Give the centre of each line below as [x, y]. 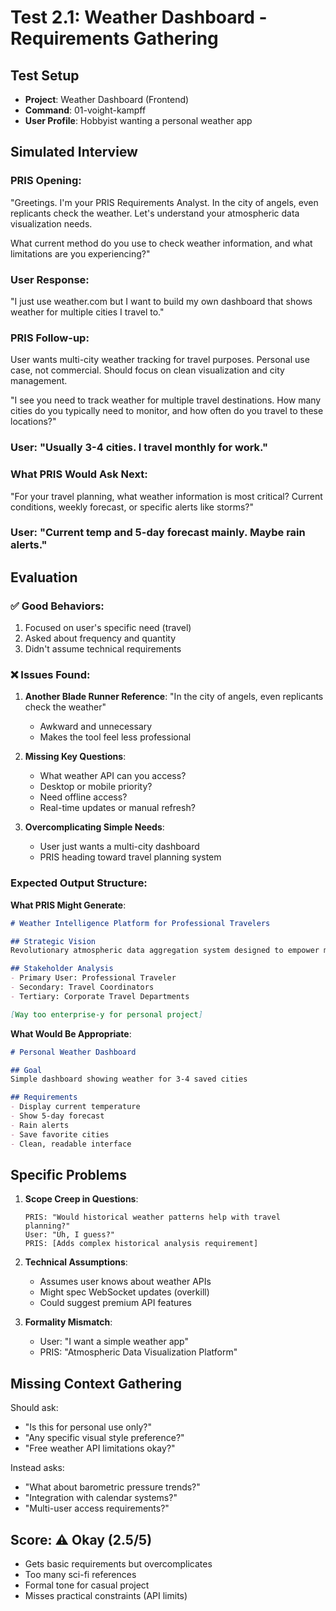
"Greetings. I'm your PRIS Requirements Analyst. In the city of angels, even [164, 202]
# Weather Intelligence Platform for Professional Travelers [140, 923]
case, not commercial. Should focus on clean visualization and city [147, 370]
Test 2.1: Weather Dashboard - [139, 17]
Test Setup [45, 75]
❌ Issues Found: [50, 675]
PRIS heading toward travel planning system [130, 857]
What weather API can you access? [113, 776]
